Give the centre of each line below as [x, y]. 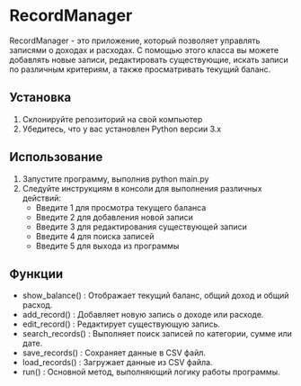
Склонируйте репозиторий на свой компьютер [112, 119]
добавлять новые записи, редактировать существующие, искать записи [149, 59]
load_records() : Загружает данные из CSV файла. [117, 363]
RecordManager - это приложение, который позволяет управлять [135, 40]
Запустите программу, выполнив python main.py [115, 179]
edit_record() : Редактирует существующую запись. [121, 324]
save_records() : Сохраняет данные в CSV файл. [114, 353]
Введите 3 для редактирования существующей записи [141, 227]
